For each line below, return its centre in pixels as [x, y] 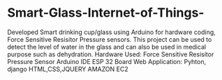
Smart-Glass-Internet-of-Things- [106, 13]
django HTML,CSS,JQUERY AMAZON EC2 [68, 69]
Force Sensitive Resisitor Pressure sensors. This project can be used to [110, 39]
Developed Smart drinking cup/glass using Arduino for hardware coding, [112, 32]
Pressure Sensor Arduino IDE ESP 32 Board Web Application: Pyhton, [107, 61]
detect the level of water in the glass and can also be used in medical [107, 47]
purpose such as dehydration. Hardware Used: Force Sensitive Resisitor [111, 54]
